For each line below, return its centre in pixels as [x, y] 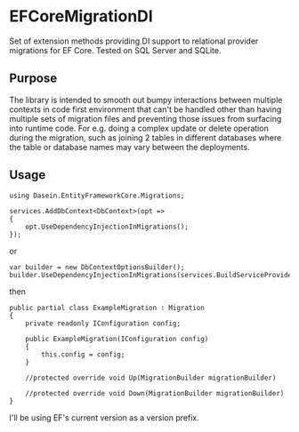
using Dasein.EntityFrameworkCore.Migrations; [97, 196]
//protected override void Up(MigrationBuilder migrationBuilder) [151, 378]
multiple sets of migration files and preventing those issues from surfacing [145, 118]
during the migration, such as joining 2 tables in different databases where [145, 137]
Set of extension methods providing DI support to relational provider [134, 41]
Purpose [33, 79]
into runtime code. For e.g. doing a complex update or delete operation [139, 128]
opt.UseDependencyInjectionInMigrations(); [107, 227]
